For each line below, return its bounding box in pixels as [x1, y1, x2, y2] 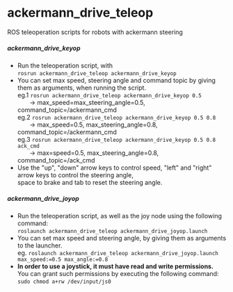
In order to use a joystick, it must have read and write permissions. [17, 262, 214, 270]
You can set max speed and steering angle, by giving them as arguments [17, 234, 227, 242]
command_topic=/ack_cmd [17, 156, 95, 164]
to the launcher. [17, 241, 63, 250]
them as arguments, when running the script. [17, 83, 147, 92]
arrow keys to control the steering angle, [17, 170, 134, 179]
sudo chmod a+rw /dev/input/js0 [17, 278, 111, 285]
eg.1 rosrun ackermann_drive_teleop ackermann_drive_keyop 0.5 [17, 90, 202, 99]
